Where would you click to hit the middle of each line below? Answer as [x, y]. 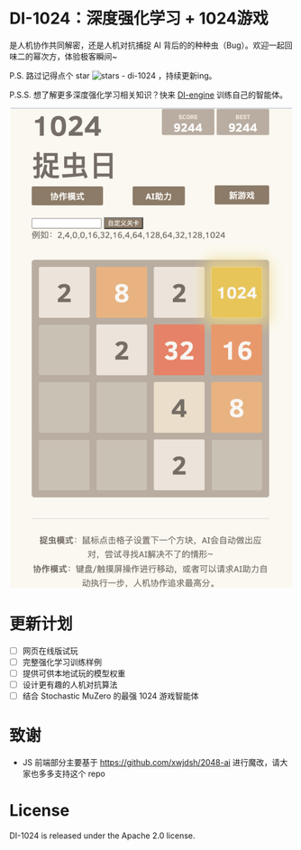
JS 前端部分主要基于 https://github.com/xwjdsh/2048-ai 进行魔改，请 [151, 763]
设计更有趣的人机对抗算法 [70, 684]
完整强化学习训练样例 [62, 662]
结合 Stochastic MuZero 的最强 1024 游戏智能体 [110, 696]
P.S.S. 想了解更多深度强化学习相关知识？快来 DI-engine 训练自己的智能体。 [149, 95]
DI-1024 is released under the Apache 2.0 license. [102, 836]
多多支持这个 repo [72, 774]
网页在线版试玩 [50, 651]
